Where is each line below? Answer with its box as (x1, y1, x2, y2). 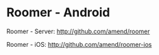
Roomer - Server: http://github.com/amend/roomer (6, 27, 150, 35)
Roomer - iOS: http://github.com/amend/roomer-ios (6, 40, 152, 48)
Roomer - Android (6, 5, 110, 20)
